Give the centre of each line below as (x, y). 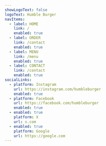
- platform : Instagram (33, 84)
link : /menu (26, 56)
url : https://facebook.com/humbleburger (56, 103)
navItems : (15, 19)
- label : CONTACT (27, 66)
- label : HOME (24, 24)
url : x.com (25, 122)
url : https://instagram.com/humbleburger (57, 89)
